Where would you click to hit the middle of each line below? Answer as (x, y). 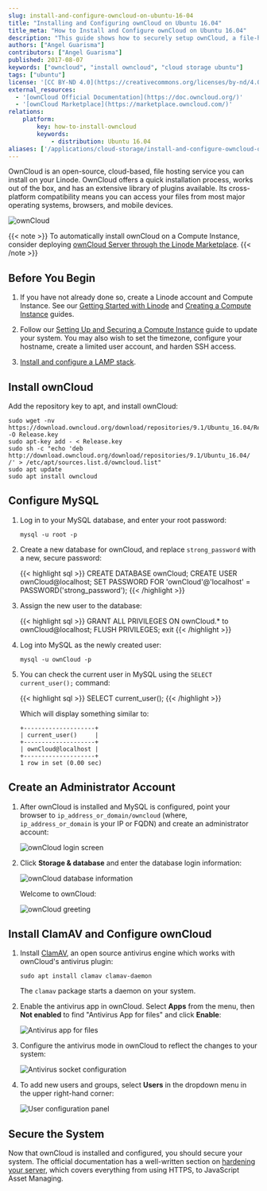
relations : (26, 112)
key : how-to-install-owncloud (87, 127)
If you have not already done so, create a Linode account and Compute (136, 297)
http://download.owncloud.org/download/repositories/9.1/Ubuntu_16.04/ (129, 455)
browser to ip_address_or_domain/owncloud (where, (104, 815)
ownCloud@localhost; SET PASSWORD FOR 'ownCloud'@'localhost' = (135, 581)
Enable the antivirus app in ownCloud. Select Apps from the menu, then (137, 1006)
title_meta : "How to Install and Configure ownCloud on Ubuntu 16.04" (128, 30)
